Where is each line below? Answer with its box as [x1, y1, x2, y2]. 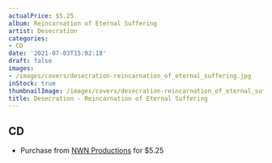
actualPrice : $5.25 [8, 11, 74, 20]
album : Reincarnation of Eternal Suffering [8, 19, 158, 27]
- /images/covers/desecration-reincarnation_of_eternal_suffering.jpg [8, 72, 252, 80]
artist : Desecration [8, 27, 79, 35]
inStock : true [8, 79, 57, 87]
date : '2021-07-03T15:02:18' [8, 49, 107, 57]
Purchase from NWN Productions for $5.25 [19, 146, 164, 156]
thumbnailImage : [8, 86, 63, 95]
